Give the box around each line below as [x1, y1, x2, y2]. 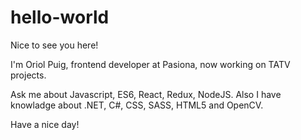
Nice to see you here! [10, 39, 99, 51]
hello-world [10, 6, 110, 29]
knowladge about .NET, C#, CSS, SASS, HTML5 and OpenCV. [10, 99, 264, 111]
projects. [10, 69, 47, 81]
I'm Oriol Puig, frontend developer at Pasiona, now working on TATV [10, 58, 291, 70]
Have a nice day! [10, 118, 80, 130]
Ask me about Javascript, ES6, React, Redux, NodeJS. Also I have [10, 88, 282, 100]
